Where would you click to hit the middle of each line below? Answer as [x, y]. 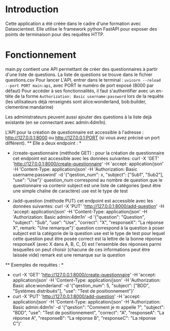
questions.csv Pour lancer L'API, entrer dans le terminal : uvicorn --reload [83, 80]
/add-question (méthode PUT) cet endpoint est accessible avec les [83, 200]
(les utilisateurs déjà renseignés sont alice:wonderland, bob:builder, [76, 101]
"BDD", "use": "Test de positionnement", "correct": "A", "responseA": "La [88, 313]
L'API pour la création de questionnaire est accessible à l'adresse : [75, 132]
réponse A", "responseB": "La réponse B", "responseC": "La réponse [84, 318]
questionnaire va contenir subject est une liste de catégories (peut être [87, 185]
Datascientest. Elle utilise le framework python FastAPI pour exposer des [81, 29]
